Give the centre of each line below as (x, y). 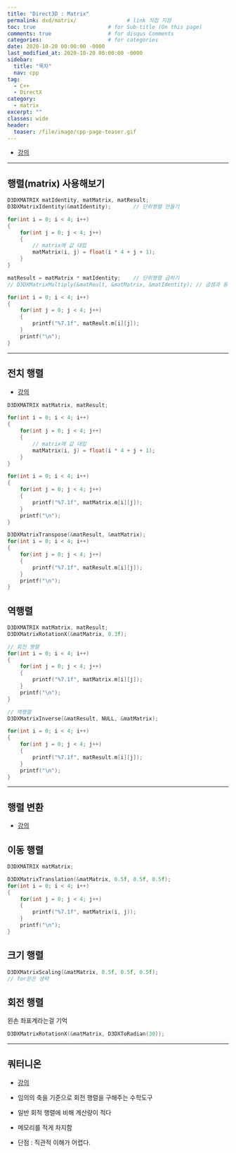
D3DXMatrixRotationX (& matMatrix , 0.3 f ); (67, 634)
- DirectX (28, 92)
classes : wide (28, 118)
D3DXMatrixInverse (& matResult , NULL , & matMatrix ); (83, 718)
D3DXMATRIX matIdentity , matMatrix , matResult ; (78, 200)
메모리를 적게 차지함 (45, 1127)
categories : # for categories (83, 40)
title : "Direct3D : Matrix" (48, 14)
